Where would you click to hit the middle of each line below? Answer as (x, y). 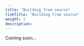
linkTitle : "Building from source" (42, 14)
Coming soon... (21, 38)
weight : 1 (15, 19)
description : (19, 24)
